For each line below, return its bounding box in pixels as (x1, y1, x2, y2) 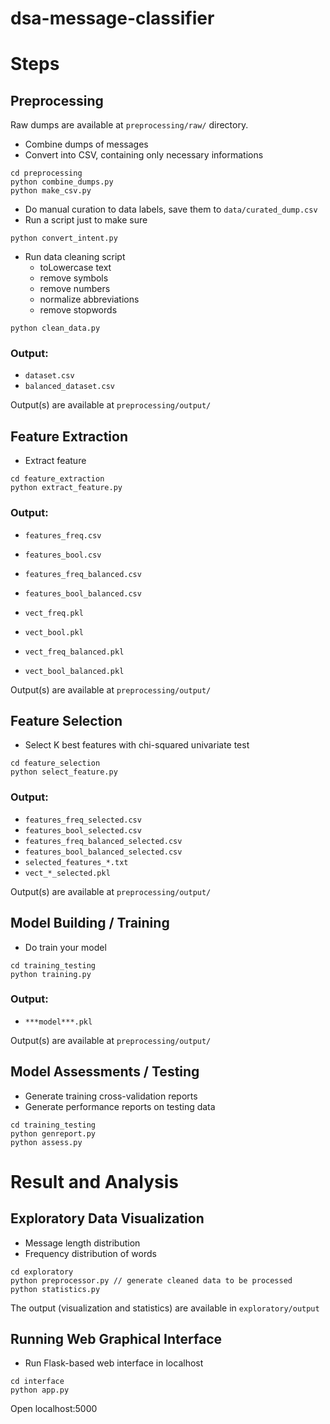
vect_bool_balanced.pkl (24, 666, 125, 676)
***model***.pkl (24, 1017, 93, 1027)
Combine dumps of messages (24, 138, 149, 151)
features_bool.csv (24, 550, 102, 560)
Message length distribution (24, 1237, 141, 1249)
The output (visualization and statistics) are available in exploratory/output (10, 1302, 320, 1314)
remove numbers (39, 283, 111, 295)
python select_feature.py (10, 767, 118, 777)
